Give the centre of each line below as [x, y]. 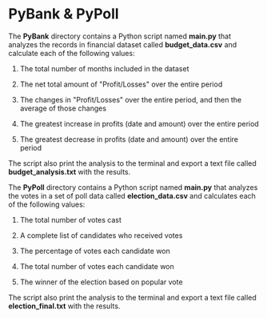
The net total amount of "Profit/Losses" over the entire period [121, 84]
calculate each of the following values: [72, 53]
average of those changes [63, 108]
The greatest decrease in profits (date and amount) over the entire [129, 139]
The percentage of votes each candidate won [95, 251]
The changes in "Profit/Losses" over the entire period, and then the [131, 99]
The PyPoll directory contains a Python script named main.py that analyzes [133, 187]
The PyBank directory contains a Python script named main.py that [120, 36]
